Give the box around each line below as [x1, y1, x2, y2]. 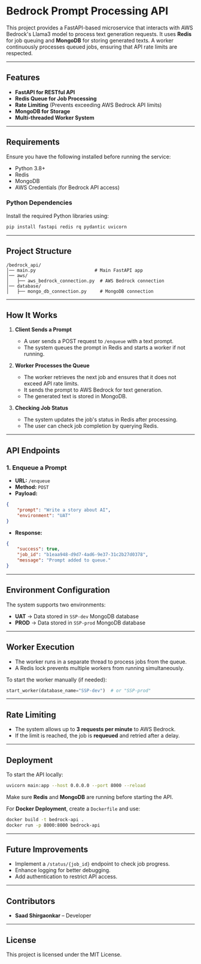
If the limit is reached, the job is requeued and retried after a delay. [14, 732, 181, 739]
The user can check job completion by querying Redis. [23, 422, 159, 430]
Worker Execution [6, 642, 75, 652]
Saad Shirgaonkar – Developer [14, 912, 92, 919]
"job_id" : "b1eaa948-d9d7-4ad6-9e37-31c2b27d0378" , [17, 552, 148, 558]
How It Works [6, 310, 58, 320]
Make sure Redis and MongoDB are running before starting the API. [6, 793, 173, 800]
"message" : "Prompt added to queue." [17, 557, 111, 563]
